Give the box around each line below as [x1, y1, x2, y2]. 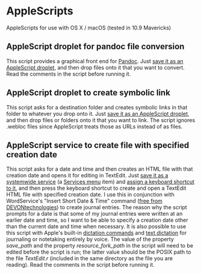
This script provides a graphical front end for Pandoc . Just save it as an [6, 57, 184, 64]
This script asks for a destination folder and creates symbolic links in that [6, 103, 188, 111]
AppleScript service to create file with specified [6, 140, 190, 150]
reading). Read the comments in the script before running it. [6, 261, 155, 269]
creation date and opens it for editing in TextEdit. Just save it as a [6, 172, 169, 179]
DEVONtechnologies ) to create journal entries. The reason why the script [6, 204, 188, 211]
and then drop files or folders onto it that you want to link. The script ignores [6, 116, 196, 124]
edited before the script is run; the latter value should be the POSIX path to [6, 248, 191, 256]
